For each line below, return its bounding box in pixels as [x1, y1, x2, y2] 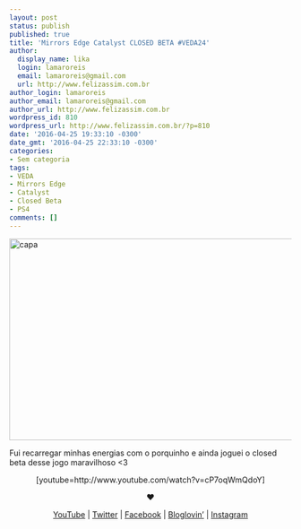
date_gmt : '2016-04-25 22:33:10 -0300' [9, 138, 159, 147]
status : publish [9, 22, 70, 30]
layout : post [9, 13, 58, 22]
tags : [9, 163, 30, 172]
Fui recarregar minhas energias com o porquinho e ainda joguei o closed [9, 447, 278, 458]
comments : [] [9, 212, 58, 222]
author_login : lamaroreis [9, 88, 106, 97]
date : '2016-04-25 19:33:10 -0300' [9, 130, 142, 139]
